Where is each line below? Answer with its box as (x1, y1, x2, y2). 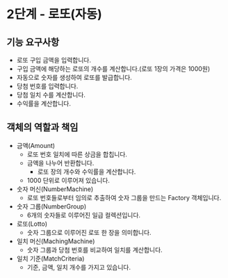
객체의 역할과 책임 (6, 122, 79, 133)
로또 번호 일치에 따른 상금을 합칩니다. (26, 150, 128, 158)
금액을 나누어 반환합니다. (26, 158, 95, 167)
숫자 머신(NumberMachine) (16, 185, 94, 193)
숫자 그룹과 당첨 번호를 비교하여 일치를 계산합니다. (26, 245, 163, 254)
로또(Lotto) (16, 220, 48, 228)
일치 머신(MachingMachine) (16, 237, 95, 245)
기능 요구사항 (6, 36, 60, 48)
